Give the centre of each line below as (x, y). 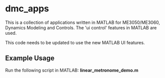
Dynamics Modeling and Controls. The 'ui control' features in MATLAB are (81, 27)
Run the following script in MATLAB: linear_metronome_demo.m (72, 70)
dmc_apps (27, 9)
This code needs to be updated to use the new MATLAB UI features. (75, 42)
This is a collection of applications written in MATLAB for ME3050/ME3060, (83, 22)
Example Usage (30, 58)
